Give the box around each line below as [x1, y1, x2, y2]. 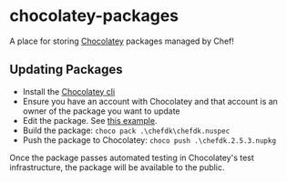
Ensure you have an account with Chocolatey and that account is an [22, 96, 278, 106]
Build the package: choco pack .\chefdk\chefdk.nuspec [22, 125, 231, 136]
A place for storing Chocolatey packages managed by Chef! [9, 35, 235, 46]
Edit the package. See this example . [22, 115, 158, 126]
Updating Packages [9, 62, 123, 77]
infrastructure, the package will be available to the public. [9, 161, 225, 173]
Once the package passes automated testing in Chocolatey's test [9, 152, 255, 163]
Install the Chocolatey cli [22, 86, 116, 96]
